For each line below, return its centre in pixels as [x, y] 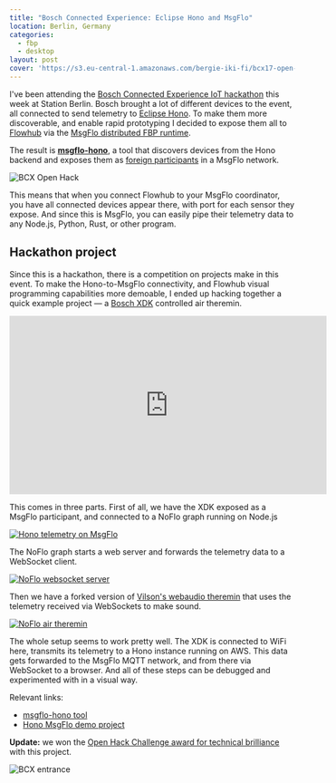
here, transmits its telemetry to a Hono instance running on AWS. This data [149, 651]
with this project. [41, 751]
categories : [32, 34]
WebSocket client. [43, 561]
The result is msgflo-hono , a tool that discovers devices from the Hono [143, 150]
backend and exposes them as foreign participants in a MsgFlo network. [144, 159]
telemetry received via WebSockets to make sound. [106, 606]
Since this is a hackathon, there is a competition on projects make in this [144, 274]
